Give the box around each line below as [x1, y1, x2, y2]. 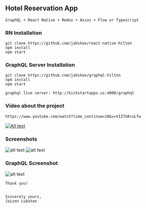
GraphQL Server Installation [5, 61, 75, 68]
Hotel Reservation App [5, 4, 78, 13]
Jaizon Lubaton [5, 199, 37, 204]
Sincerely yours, [5, 194, 42, 199]
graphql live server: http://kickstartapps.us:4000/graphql [5, 91, 135, 96]
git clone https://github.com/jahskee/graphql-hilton [5, 73, 121, 78]
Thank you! [5, 181, 28, 186]
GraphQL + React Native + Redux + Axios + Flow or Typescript [5, 17, 139, 22]
